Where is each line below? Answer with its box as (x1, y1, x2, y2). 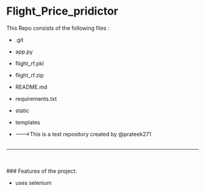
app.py (15, 47, 34, 55)
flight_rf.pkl (15, 60, 44, 67)
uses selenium (15, 179, 52, 186)
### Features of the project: (6, 167, 77, 175)
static (15, 106, 29, 114)
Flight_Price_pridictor (6, 4, 118, 18)
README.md (15, 83, 48, 91)
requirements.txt (15, 95, 57, 102)
